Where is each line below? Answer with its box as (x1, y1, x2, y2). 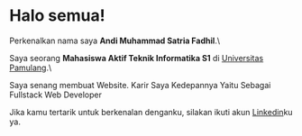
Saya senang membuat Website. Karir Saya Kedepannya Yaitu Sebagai (9, 79, 271, 90)
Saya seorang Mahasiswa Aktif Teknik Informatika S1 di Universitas (9, 52, 264, 63)
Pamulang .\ (9, 62, 52, 73)
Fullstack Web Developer (9, 89, 102, 100)
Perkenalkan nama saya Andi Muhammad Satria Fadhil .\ (9, 35, 221, 46)
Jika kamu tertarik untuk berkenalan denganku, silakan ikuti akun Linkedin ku (9, 106, 293, 117)
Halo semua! (9, 5, 105, 26)
